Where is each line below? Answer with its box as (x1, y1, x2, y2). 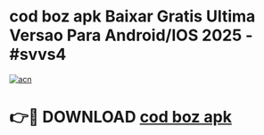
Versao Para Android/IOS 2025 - (9, 25, 253, 46)
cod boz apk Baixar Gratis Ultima (9, 6, 256, 27)
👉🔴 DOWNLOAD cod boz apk (9, 107, 232, 127)
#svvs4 (9, 45, 67, 64)
